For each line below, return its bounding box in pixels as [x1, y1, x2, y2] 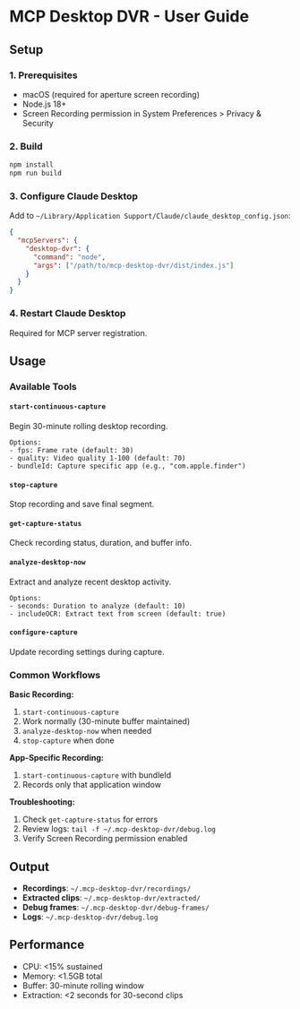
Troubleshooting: [9, 797, 76, 807]
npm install [9, 160, 54, 169]
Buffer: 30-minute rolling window [21, 979, 145, 991]
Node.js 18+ [21, 99, 67, 109]
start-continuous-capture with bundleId [21, 770, 172, 780]
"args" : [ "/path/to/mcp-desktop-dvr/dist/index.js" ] [32, 261, 235, 270]
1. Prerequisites [9, 69, 78, 82]
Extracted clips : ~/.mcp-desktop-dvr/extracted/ [21, 892, 201, 902]
